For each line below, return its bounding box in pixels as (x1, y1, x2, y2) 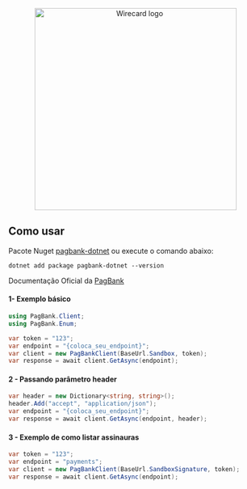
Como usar (8, 225, 65, 238)
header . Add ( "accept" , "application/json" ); (8, 400, 157, 408)
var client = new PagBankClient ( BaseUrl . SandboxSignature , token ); (8, 465, 241, 473)
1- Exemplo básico (8, 294, 71, 304)
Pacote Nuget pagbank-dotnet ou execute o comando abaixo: (8, 246, 214, 255)
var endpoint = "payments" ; (8, 457, 103, 466)
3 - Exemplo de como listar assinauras (8, 432, 140, 442)
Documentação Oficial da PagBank (8, 276, 124, 285)
